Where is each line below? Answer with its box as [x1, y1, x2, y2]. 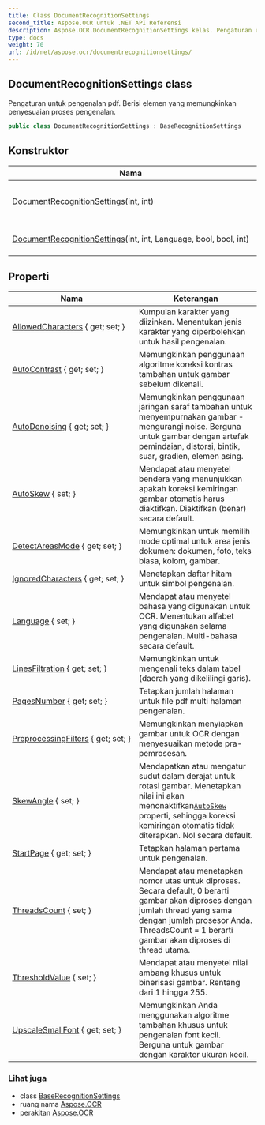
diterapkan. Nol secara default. [138, 830, 253, 841]
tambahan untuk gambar [138, 369, 230, 380]
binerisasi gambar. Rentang [138, 977, 241, 988]
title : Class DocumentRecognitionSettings [8, 11, 150, 20]
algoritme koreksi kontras [138, 359, 233, 370]
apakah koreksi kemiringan [138, 483, 239, 495]
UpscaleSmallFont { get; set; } [12, 1025, 122, 1036]
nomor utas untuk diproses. [138, 875, 241, 886]
